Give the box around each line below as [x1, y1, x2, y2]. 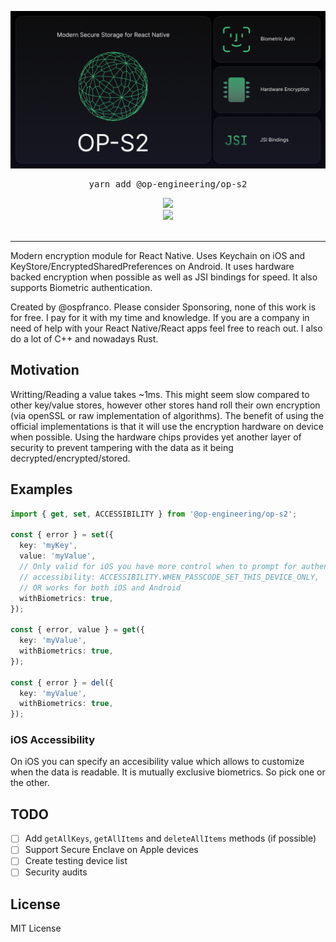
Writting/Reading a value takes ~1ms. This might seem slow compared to [10, 388, 310, 400]
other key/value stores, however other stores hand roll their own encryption [10, 399, 321, 411]
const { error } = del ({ [10, 677, 114, 688]
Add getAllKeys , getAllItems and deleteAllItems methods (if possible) [24, 832, 317, 845]
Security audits [24, 866, 88, 878]
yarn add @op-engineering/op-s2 [88, 179, 248, 190]
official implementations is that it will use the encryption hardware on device [10, 420, 324, 432]
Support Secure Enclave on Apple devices [24, 844, 199, 856]
